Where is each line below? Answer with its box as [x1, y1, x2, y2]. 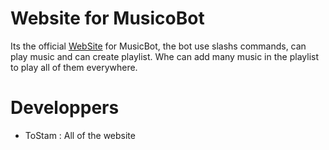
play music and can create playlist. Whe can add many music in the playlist [10, 50, 319, 62]
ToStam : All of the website [24, 129, 136, 141]
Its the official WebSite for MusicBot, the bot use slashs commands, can [10, 40, 307, 52]
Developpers [10, 97, 120, 119]
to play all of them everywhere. [10, 61, 138, 73]
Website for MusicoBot [10, 7, 205, 30]
